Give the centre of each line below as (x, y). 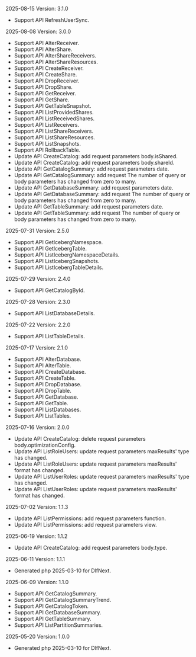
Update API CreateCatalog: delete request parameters (80, 439)
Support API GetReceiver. (45, 93)
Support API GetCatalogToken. (51, 606)
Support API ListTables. (43, 416)
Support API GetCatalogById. (49, 290)
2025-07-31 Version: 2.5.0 (37, 231)
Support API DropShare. (43, 87)
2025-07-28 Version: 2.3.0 (38, 302)
